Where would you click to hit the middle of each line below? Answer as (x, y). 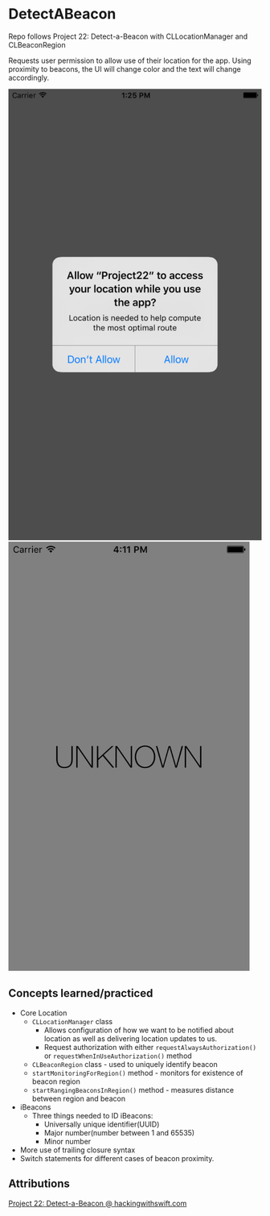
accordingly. (29, 77)
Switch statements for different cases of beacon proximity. (117, 1158)
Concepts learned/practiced (81, 993)
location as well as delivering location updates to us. (131, 1038)
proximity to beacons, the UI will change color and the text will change (125, 68)
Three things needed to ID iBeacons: (92, 1115)
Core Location (43, 1013)
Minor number (67, 1141)
